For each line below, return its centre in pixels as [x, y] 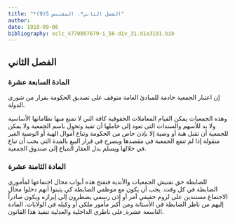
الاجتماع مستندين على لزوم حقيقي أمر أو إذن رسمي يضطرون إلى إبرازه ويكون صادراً [118, 197]
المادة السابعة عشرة [39, 82]
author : [19, 20]
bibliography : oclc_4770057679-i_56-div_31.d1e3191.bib [91, 33]
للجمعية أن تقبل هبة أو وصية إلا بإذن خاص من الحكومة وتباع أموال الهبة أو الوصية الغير [118, 133]
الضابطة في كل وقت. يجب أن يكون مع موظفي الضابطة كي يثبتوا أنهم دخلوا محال [113, 189]
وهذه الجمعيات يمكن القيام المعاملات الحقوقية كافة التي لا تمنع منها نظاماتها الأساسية [117, 118]
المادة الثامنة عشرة [37, 166]
